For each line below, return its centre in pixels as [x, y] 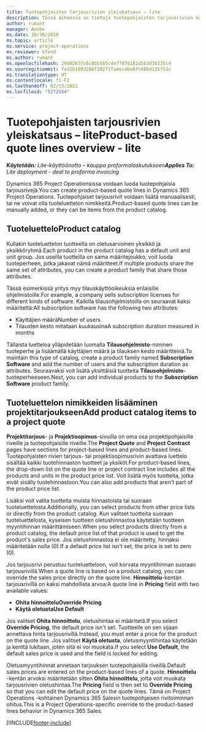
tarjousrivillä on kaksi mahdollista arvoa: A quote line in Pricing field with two [103, 584]
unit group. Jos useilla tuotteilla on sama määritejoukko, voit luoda [90, 257]
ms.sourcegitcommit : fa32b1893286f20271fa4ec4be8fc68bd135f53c [89, 69]
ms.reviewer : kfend [31, 52]
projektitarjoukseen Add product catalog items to [102, 412]
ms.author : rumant [30, 58]
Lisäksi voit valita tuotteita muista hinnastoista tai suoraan [79, 501]
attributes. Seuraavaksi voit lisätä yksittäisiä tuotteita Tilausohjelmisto [95, 370]
